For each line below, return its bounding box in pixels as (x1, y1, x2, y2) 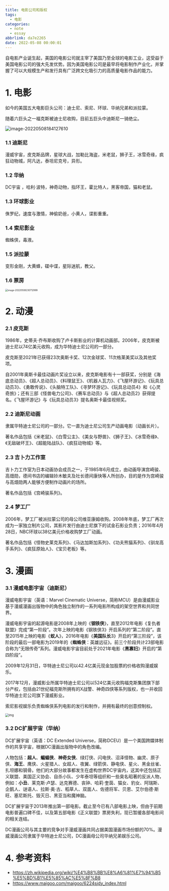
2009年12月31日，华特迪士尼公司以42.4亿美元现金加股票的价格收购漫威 (5, 663, 154, 669)
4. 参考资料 (5, 852, 51, 864)
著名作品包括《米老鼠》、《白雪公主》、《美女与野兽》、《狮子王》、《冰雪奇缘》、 (5, 434, 162, 440)
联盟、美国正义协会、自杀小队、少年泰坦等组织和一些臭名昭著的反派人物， (9, 773, 164, 779)
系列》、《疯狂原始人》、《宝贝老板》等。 (9, 545, 89, 551)
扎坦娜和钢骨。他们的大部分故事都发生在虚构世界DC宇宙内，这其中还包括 (5, 767, 157, 773)
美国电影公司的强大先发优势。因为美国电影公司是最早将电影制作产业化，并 (5, 61, 159, 67)
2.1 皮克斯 (5, 324, 29, 332)
